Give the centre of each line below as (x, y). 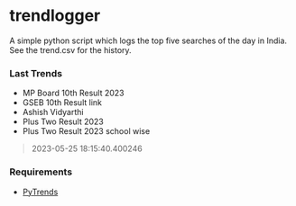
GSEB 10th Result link (62, 103)
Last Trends (36, 73)
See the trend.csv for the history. (71, 49)
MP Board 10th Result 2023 (73, 93)
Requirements (41, 172)
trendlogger (55, 16)
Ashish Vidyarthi (53, 112)
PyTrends (40, 192)
